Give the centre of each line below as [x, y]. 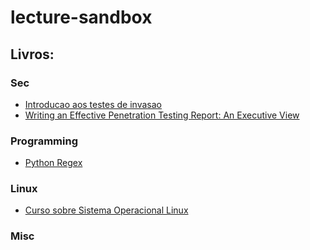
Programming [44, 141]
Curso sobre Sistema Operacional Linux [106, 210]
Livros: [32, 54]
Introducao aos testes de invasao [93, 104]
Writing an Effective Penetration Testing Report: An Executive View [162, 115]
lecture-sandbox [81, 17]
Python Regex [53, 163]
